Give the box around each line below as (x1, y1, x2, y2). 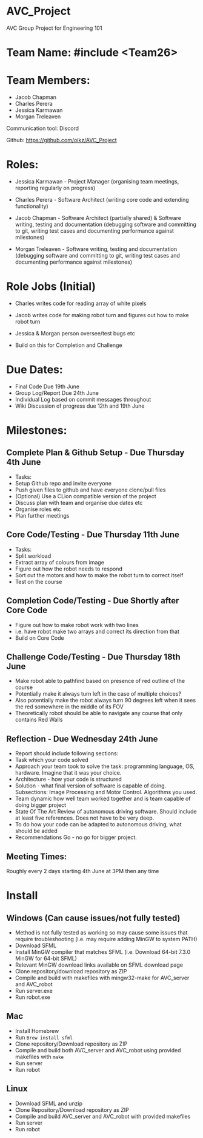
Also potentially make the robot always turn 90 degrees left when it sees (15, 697, 196, 704)
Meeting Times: (6, 851, 67, 862)
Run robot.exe (15, 993, 50, 1001)
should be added (15, 828, 58, 835)
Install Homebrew (15, 1027, 59, 1034)
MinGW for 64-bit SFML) (15, 955, 78, 962)
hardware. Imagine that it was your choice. (15, 769, 122, 776)
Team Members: (6, 74, 90, 87)
